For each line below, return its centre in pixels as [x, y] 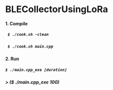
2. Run [12, 59]
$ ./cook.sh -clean [28, 35]
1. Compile [17, 23]
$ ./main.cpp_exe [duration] [36, 70]
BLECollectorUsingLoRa [57, 9]
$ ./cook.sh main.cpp [30, 47]
